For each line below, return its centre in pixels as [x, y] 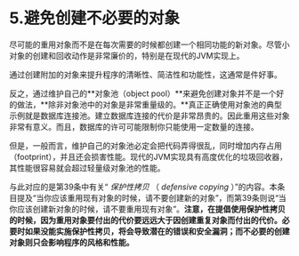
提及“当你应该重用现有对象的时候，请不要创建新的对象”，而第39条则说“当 [151, 197]
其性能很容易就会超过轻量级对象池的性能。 [87, 168]
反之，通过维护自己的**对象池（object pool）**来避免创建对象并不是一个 [143, 93]
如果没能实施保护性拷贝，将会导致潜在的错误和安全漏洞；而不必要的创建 [157, 231]
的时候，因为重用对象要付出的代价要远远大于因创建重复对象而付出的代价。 [145, 220]
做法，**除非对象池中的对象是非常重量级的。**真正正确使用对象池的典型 [149, 104]
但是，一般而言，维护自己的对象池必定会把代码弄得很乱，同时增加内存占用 [145, 145]
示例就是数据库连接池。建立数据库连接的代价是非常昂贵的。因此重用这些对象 [149, 116]
